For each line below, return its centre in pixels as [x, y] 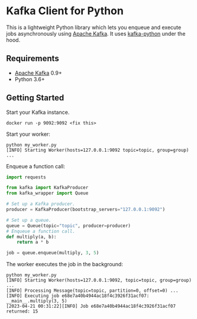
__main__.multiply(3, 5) [37, 301]
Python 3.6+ [30, 79]
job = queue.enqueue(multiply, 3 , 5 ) [53, 253]
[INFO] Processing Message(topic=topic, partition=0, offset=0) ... [92, 291]
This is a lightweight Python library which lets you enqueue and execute [94, 27]
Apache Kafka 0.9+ [38, 73]
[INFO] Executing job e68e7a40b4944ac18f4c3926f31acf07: [78, 296]
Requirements [33, 58]
